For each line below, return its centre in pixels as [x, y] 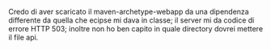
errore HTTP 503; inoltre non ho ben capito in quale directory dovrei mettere [136, 29]
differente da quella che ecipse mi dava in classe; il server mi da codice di [131, 20]
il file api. [23, 37]
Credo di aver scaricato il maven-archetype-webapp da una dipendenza [129, 12]
